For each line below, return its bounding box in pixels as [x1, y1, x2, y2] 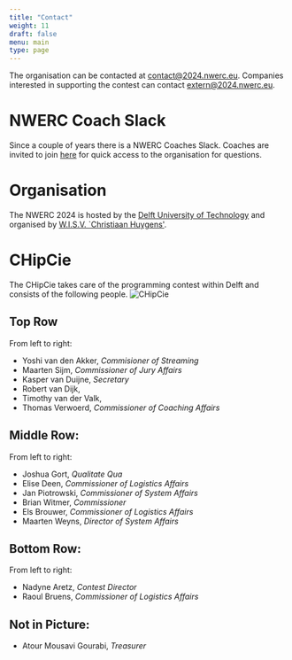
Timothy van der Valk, [21, 392, 103, 403]
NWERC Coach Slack [9, 111, 166, 131]
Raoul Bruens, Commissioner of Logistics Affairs [21, 591, 199, 602]
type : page [9, 46, 50, 55]
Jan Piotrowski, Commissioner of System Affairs [21, 487, 199, 498]
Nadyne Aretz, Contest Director [21, 582, 137, 593]
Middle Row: [9, 428, 80, 443]
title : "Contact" [9, 12, 73, 22]
